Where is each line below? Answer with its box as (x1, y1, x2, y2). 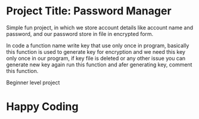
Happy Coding (6, 100, 79, 114)
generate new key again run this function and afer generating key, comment (6, 61, 192, 68)
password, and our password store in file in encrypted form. (6, 30, 154, 37)
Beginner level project (6, 79, 60, 86)
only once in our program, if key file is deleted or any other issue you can (6, 54, 186, 62)
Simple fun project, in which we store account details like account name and (6, 24, 194, 31)
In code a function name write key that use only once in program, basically (6, 42, 189, 49)
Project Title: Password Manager (6, 4, 172, 18)
